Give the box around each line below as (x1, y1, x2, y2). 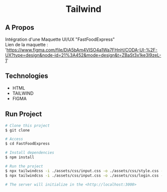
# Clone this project (5, 123, 50, 128)
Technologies (5, 72, 49, 80)
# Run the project (5, 164, 43, 169)
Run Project (5, 110, 42, 119)
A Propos (5, 23, 35, 32)
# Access (5, 136, 23, 142)
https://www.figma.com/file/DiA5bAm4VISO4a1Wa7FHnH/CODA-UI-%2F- (6, 47, 158, 53)
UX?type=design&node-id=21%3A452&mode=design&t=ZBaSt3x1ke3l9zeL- (5, 52, 162, 58)
